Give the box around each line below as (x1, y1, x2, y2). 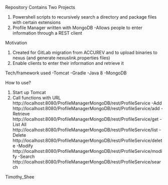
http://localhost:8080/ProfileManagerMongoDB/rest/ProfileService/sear (12, 159, 161, 165)
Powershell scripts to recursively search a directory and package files (12, 14, 157, 20)
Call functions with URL (12, 95, 61, 101)
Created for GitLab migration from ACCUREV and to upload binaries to (12, 50, 158, 55)
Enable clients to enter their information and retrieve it (12, 60, 124, 66)
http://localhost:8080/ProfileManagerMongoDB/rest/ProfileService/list (12, 127, 158, 133)
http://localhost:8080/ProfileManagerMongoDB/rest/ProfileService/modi (12, 148, 162, 154)
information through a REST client (12, 30, 83, 36)
